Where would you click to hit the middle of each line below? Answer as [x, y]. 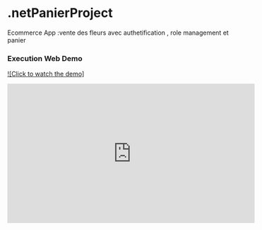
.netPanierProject [60, 13]
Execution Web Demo [45, 58]
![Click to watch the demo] [46, 74]
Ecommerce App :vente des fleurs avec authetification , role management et [118, 33]
